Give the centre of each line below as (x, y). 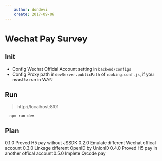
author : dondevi (31, 10)
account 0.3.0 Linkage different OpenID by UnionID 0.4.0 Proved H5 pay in (81, 148)
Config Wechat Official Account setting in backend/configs (72, 69)
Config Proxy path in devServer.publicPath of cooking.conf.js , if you (83, 74)
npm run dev (22, 116)
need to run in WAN (32, 79)
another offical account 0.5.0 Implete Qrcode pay (55, 153)
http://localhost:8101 (38, 107)
